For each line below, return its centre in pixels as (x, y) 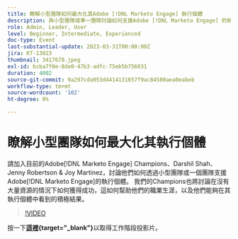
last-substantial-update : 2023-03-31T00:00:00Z (79, 47)
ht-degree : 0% (28, 100)
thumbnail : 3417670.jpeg (44, 60)
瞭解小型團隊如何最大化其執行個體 (107, 143)
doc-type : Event (31, 40)
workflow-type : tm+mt (39, 86)
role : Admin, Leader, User (47, 27)
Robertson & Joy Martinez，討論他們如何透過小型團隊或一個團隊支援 (127, 172)
